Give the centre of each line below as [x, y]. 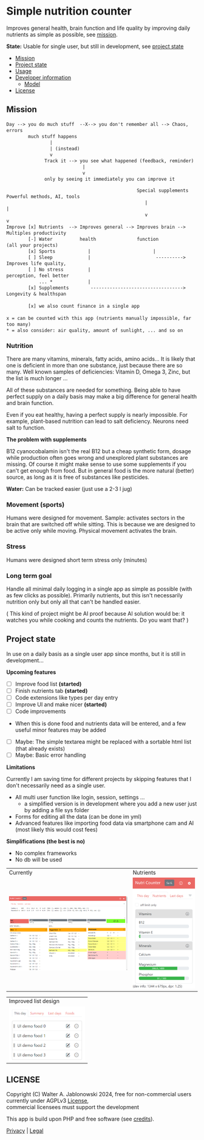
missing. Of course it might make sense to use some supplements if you [97, 464]
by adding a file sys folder [56, 810]
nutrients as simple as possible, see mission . [62, 34]
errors [15, 130]
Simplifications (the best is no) [46, 841]
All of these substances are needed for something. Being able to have [93, 390]
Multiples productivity [36, 233]
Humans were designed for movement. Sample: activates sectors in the [96, 518]
